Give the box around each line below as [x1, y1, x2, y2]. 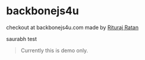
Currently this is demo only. [20, 46, 89, 54]
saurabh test [6, 35, 37, 42]
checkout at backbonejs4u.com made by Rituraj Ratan [6, 24, 138, 31]
